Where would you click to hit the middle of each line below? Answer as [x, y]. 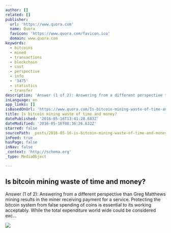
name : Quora [23, 29]
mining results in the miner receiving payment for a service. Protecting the [83, 199]
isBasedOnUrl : [20, 109]
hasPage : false [21, 142]
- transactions [26, 57]
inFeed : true [19, 138]
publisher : [17, 19]
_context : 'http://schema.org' [38, 152]
